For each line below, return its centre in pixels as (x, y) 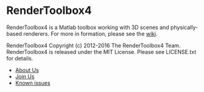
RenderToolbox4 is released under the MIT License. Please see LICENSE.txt (101, 51)
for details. (20, 58)
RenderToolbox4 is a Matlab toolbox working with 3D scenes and (88, 27)
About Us (27, 70)
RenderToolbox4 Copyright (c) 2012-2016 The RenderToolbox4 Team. (93, 45)
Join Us (25, 76)
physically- (184, 27)
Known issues (33, 83)
